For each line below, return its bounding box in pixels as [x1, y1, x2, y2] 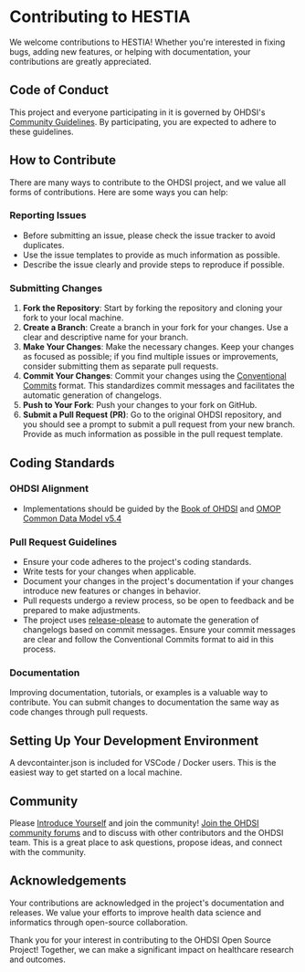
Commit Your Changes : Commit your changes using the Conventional [22, 371, 287, 381]
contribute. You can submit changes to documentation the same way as [9, 696, 280, 708]
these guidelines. [9, 126, 75, 137]
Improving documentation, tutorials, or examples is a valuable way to [9, 687, 268, 698]
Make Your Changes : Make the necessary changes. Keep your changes [22, 341, 295, 352]
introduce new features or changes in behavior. [22, 586, 201, 597]
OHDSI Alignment [9, 482, 89, 495]
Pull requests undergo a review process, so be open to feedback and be [22, 595, 295, 606]
